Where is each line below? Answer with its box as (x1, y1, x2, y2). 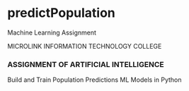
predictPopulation (7, 5, 115, 21)
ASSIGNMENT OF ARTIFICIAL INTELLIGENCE (7, 59, 164, 69)
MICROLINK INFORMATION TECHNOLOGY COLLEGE (7, 42, 162, 50)
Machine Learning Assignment (7, 28, 97, 37)
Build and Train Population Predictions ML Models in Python (7, 75, 182, 84)
